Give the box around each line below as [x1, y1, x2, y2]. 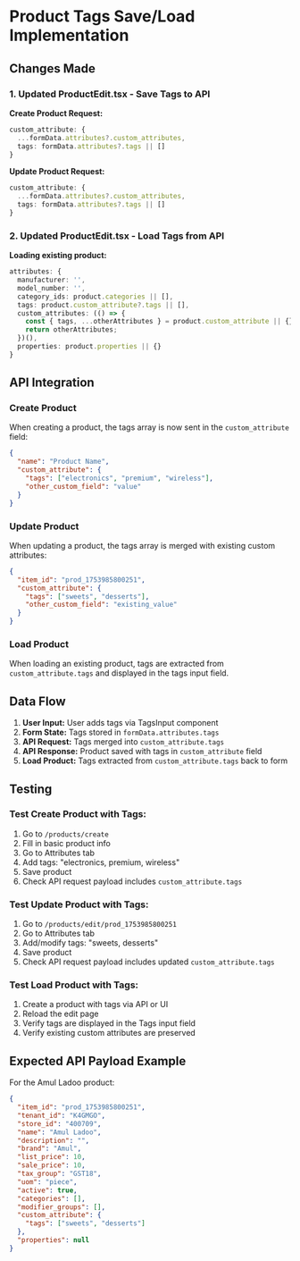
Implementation [9, 25, 129, 46]
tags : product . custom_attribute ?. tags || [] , [17, 300, 190, 309]
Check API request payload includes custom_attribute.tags [21, 876, 243, 887]
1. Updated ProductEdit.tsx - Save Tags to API [9, 88, 211, 100]
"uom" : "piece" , [17, 1177, 78, 1186]
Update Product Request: [9, 166, 105, 177]
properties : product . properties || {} [17, 342, 162, 351]
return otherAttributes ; [25, 325, 118, 334]
